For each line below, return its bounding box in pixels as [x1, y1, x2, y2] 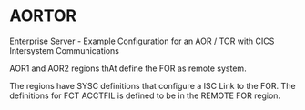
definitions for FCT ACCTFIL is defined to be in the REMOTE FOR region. [9, 90, 280, 101]
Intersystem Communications [9, 45, 120, 55]
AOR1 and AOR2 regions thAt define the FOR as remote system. [9, 63, 248, 74]
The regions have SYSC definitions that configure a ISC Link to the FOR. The [9, 80, 296, 91]
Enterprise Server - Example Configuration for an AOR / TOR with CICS [9, 35, 275, 46]
